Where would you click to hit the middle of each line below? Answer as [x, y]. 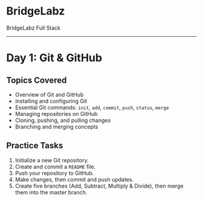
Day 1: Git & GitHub [54, 58]
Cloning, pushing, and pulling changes [63, 120]
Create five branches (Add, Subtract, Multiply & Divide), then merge [99, 186]
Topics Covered [37, 80]
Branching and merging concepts [56, 126]
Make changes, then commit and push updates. [74, 179]
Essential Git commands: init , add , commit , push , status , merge [92, 107]
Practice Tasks [35, 146]
